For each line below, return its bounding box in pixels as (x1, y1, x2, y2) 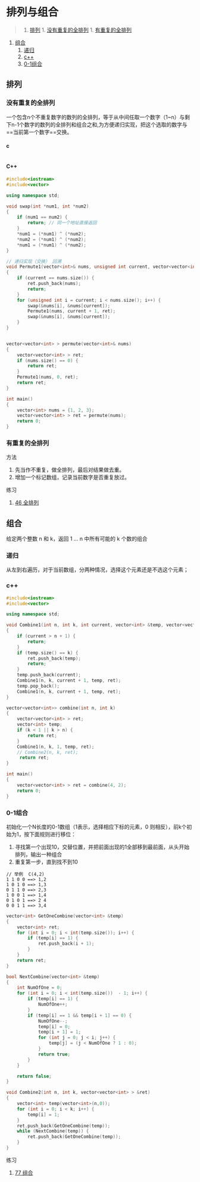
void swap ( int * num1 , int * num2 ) (6, 203, 89, 209)
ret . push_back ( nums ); (27, 281, 82, 287)
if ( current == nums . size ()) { (17, 275, 95, 281)
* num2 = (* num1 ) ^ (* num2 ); (17, 236, 86, 242)
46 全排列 (14, 499, 39, 506)
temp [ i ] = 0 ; (37, 1023, 70, 1029)
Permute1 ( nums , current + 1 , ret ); (27, 308, 116, 314)
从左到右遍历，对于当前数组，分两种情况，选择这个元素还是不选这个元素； (6, 566, 189, 573)
